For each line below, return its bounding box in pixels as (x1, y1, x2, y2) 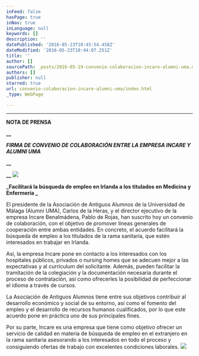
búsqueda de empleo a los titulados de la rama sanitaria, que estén (6, 232, 170, 239)
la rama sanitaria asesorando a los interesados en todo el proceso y (6, 336, 172, 343)
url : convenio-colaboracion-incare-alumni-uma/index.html (6, 86, 152, 92)
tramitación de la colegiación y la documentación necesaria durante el (6, 269, 178, 276)
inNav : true (6, 20, 36, 26)
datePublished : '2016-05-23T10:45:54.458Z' (6, 42, 115, 48)
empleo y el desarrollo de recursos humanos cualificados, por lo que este (6, 306, 186, 313)
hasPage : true (6, 14, 41, 20)
